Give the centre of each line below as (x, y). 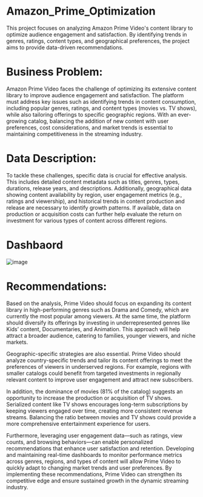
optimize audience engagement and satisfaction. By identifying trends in (97, 34)
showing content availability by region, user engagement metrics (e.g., (94, 194)
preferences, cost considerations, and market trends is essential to (90, 127)
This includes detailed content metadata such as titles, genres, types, (93, 182)
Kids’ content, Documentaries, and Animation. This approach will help (93, 329)
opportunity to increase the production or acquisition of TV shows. (89, 398)
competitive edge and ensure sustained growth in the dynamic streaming (98, 481)
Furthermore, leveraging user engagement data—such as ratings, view (95, 435)
